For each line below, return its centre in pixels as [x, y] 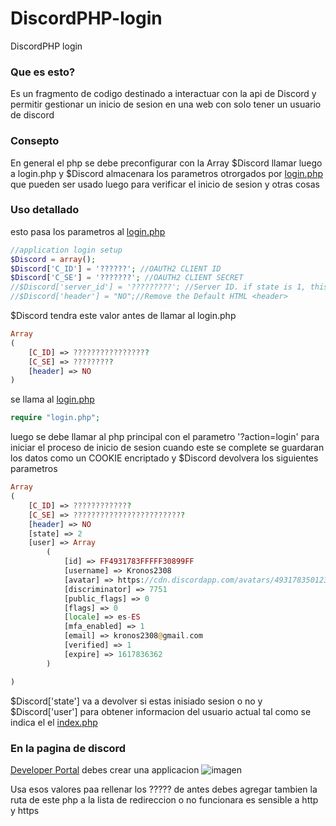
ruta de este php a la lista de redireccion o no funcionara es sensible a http [164, 799]
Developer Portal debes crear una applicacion [105, 769]
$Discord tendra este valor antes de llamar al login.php [123, 316]
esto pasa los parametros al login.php [88, 231]
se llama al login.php [52, 399]
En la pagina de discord [68, 748]
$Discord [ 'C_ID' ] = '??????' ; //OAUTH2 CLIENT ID [116, 268]
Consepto [35, 141]
